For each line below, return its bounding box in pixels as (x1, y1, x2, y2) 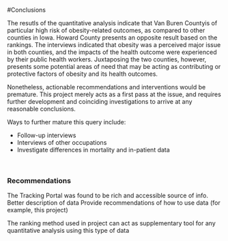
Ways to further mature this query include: (7, 118, 126, 126)
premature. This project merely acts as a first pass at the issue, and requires (7, 90, 222, 98)
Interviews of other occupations (16, 139, 107, 146)
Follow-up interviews (16, 131, 76, 139)
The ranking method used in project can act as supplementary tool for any (7, 219, 216, 227)
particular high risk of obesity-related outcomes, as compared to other (7, 27, 205, 34)
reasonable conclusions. (7, 105, 76, 113)
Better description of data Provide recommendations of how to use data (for (7, 199, 220, 207)
